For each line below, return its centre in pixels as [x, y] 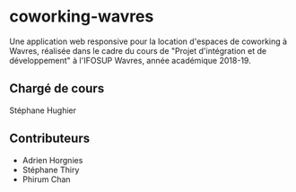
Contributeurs [50, 139]
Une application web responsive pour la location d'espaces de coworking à [148, 41]
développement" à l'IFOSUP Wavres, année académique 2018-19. [130, 60]
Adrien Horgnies [52, 160]
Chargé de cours [57, 88]
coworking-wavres [82, 17]
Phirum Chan [46, 179]
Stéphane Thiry [51, 170]
